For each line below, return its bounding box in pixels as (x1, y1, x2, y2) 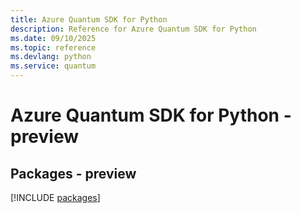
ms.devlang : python (10, 52, 92, 62)
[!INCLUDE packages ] (10, 192, 101, 203)
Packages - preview (10, 165, 137, 182)
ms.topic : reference (10, 42, 97, 53)
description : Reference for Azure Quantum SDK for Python (10, 24, 257, 34)
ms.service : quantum (10, 61, 97, 71)
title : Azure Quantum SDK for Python (10, 14, 168, 25)
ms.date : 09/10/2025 (10, 33, 97, 43)
